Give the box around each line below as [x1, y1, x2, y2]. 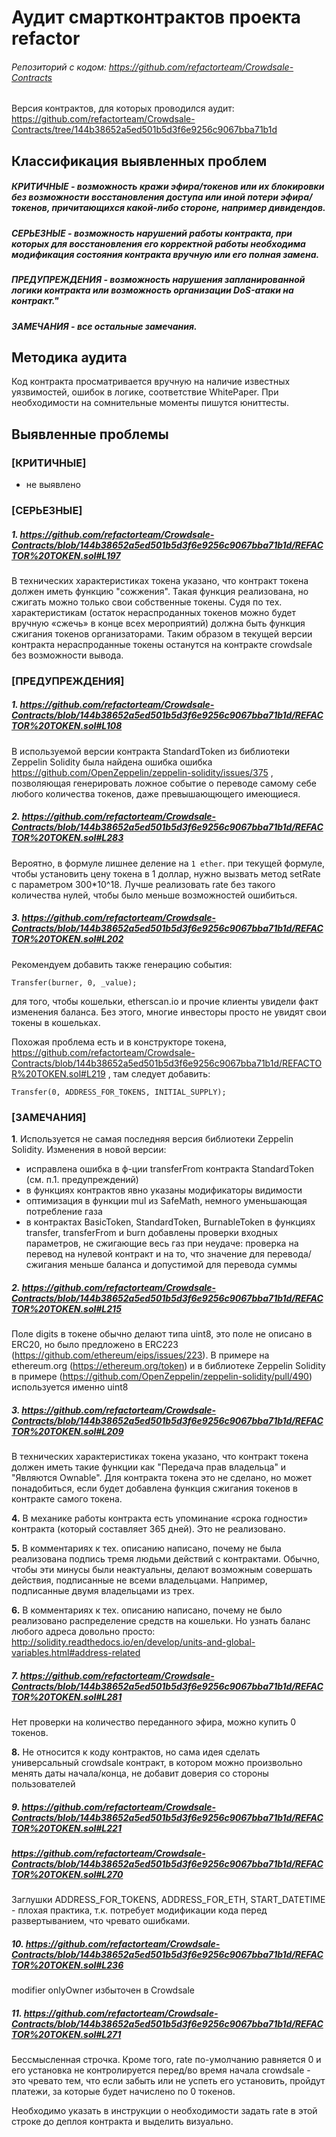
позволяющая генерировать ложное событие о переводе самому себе [11, 777, 318, 789]
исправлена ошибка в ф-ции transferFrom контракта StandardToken [25, 1163, 315, 1175]
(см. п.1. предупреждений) [25, 1174, 139, 1186]
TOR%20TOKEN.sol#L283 [11, 832, 124, 844]
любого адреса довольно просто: [11, 1625, 156, 1637]
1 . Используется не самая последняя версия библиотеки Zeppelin [11, 1133, 294, 1145]
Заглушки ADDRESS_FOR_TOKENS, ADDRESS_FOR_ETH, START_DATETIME [11, 1894, 326, 1906]
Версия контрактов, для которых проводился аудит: [11, 102, 235, 115]
